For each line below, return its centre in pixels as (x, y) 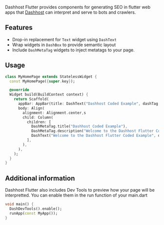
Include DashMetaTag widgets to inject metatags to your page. (73, 50)
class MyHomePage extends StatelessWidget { (51, 76)
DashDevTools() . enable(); (36, 209)
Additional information (40, 178)
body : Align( (31, 108)
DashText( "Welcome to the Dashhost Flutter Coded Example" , (93, 136)
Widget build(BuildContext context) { (49, 95)
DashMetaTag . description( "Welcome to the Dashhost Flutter (92, 131)
